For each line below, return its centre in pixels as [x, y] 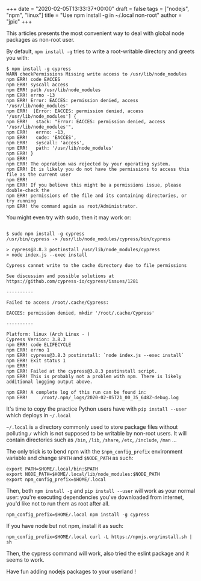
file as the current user [39, 175]
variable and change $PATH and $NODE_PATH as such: [70, 458]
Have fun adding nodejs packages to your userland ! [71, 571]
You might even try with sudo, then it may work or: [69, 217]
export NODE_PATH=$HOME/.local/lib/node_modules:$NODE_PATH [83, 474]
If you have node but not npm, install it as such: [65, 526]
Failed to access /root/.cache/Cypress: [58, 303]
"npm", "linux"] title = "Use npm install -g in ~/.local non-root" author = [94, 15]
